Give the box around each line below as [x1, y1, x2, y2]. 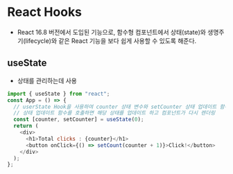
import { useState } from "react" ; [7, 90, 110, 97]
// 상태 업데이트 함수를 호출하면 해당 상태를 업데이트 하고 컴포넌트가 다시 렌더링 [13, 110, 216, 116]
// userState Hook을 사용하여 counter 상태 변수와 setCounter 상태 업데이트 [13, 103, 217, 110]
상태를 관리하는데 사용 [17, 76, 78, 85]
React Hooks [7, 4, 82, 20]
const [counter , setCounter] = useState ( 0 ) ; [13, 116, 144, 123]
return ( [13, 123, 39, 130]
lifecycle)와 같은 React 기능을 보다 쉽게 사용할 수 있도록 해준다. [25, 36, 197, 45]
